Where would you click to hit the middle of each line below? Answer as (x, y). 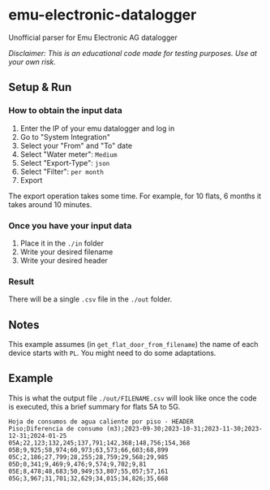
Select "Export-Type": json (65, 163)
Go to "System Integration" (65, 137)
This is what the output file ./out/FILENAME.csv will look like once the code (133, 398)
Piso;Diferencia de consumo (56, 428)
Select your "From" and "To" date (76, 145)
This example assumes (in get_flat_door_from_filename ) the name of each (133, 345)
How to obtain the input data (66, 111)
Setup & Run (40, 87)
